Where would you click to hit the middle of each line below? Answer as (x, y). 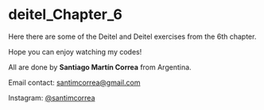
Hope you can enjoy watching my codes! (75, 51)
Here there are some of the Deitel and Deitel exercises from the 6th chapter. (132, 36)
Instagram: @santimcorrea (52, 97)
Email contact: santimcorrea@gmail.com (74, 82)
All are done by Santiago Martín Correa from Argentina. (100, 67)
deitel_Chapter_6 (66, 15)
